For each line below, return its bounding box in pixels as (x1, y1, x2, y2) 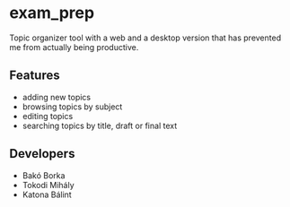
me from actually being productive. (9, 41, 139, 52)
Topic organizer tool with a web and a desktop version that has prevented (9, 32, 281, 43)
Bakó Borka (22, 169, 66, 181)
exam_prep (9, 3, 95, 23)
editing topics (22, 110, 74, 121)
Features (9, 68, 60, 83)
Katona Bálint (22, 189, 72, 200)
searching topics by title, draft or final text (22, 120, 178, 131)
